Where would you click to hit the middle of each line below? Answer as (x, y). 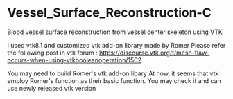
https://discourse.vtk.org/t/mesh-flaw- (155, 53)
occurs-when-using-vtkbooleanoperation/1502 (75, 60)
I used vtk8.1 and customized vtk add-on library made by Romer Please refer (116, 45)
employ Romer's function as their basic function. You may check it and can (114, 80)
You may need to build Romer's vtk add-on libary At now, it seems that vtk (113, 73)
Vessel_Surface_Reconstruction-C (109, 13)
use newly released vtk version (52, 88)
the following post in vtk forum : (53, 53)
